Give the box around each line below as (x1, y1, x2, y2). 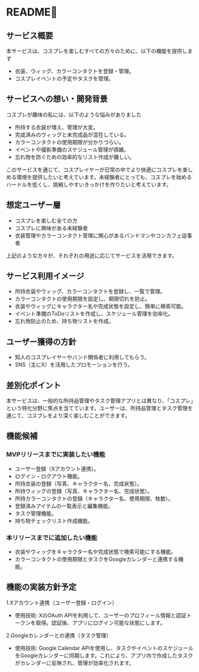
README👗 (6, 5, 58, 19)
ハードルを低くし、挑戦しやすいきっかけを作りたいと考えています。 (6, 181, 172, 188)
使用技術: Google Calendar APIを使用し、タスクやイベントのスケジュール (14, 644, 194, 651)
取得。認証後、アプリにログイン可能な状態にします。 (35, 619, 166, 626)
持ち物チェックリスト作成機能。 (14, 517, 93, 524)
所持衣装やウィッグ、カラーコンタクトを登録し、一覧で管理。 (14, 288, 166, 295)
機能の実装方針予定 (6, 582, 77, 592)
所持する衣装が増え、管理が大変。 (14, 123, 99, 130)
